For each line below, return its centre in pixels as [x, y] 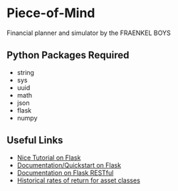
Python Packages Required [68, 55]
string [26, 72]
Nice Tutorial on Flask [49, 158]
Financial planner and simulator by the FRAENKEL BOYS [89, 33]
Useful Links [35, 140]
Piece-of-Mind [51, 13]
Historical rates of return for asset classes [78, 180]
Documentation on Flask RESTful [65, 172]
